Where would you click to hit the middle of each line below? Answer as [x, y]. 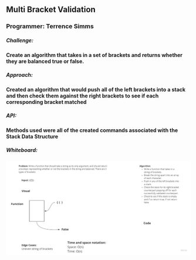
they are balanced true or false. [45, 62]
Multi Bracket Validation [51, 10]
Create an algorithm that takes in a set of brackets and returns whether [94, 55]
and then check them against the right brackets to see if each [82, 96]
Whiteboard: [22, 150]
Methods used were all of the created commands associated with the [92, 130]
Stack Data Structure [32, 137]
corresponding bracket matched [46, 102]
